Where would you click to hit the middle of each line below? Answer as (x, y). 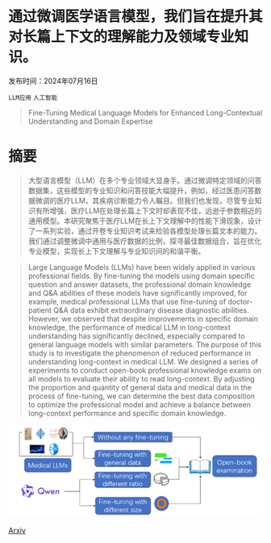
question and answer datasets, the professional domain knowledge (140, 284)
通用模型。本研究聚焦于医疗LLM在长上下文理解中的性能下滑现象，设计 (145, 221)
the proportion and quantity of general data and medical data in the (140, 387)
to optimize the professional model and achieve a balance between (140, 404)
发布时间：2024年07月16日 (53, 81)
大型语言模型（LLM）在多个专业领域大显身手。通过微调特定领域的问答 (145, 180)
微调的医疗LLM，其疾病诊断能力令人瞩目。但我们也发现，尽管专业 (145, 200)
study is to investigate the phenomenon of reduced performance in (140, 353)
